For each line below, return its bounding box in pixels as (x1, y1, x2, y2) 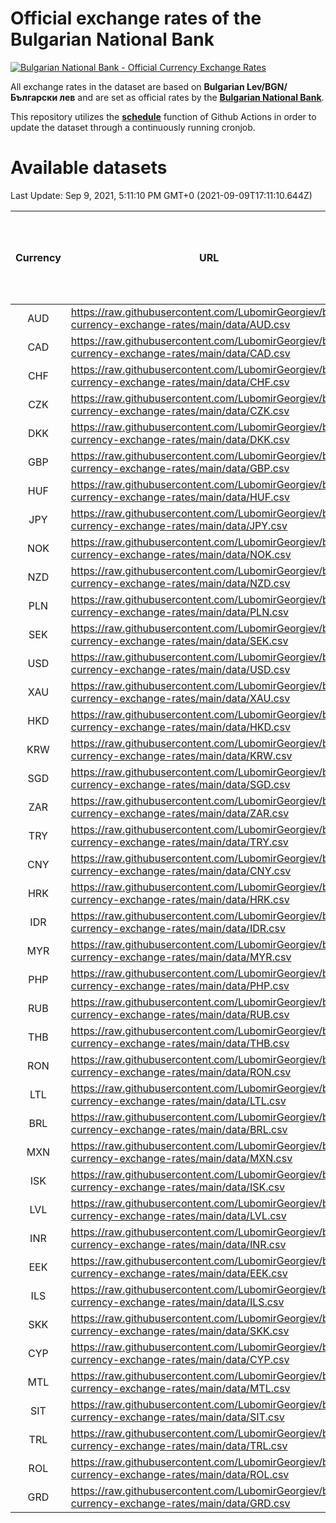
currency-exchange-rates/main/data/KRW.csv (70, 748, 293, 762)
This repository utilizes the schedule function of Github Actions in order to (10, 110, 317, 122)
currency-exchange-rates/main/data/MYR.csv (70, 950, 292, 964)
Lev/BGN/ (246, 80, 288, 92)
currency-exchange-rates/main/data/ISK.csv (70, 1180, 286, 1194)
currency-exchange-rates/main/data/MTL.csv (70, 1381, 291, 1395)
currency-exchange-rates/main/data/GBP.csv (70, 461, 290, 475)
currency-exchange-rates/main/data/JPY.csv (70, 518, 288, 532)
